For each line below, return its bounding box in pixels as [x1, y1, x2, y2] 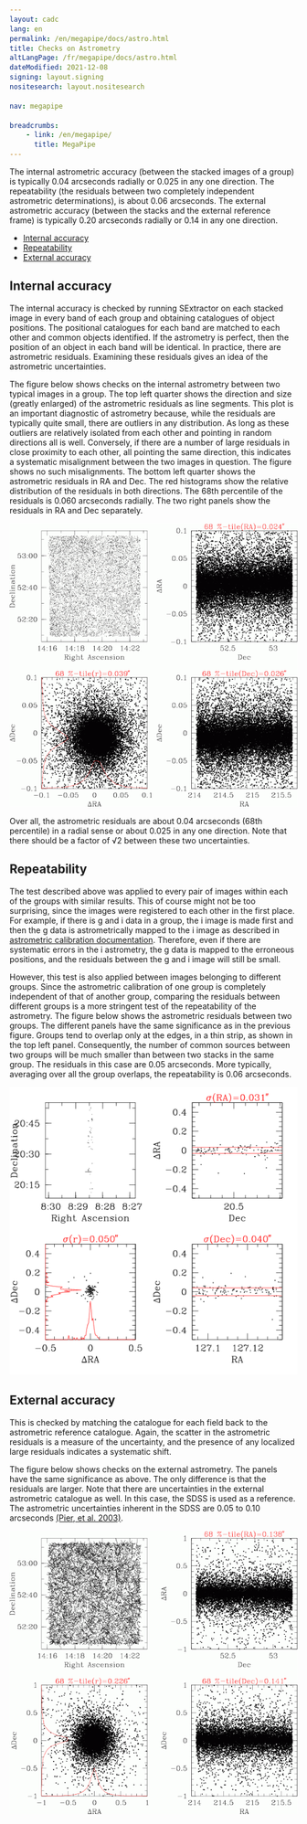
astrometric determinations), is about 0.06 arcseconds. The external [9, 196, 267, 206]
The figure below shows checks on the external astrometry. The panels [9, 1463, 278, 1475]
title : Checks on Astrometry [9, 44, 121, 53]
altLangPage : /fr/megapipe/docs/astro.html [9, 53, 178, 63]
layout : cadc [9, 15, 59, 24]
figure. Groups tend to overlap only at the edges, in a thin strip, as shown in [9, 1029, 293, 1041]
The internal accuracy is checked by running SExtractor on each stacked [9, 302, 284, 313]
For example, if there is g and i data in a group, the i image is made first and [9, 915, 294, 926]
